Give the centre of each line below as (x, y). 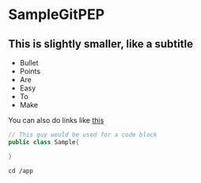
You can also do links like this (56, 120)
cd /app (21, 171)
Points (30, 71)
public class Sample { (44, 142)
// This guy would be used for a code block (83, 135)
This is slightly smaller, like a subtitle (101, 44)
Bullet (29, 63)
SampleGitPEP (57, 15)
